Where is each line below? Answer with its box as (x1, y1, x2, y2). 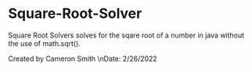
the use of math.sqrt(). (8, 38, 81, 48)
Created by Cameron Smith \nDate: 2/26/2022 (8, 54, 158, 63)
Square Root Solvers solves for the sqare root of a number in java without (8, 30, 245, 40)
